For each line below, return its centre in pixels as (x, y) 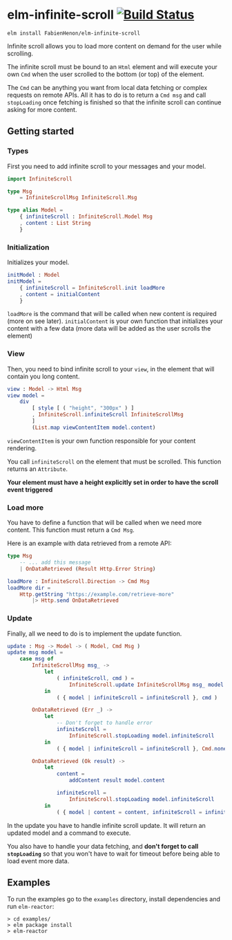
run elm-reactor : (31, 907)
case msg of (37, 659)
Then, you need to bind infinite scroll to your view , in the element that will (111, 369)
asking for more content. (42, 109)
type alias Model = (35, 210)
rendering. (22, 448)
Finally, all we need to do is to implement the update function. (95, 634)
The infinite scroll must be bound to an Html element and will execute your (112, 66)
